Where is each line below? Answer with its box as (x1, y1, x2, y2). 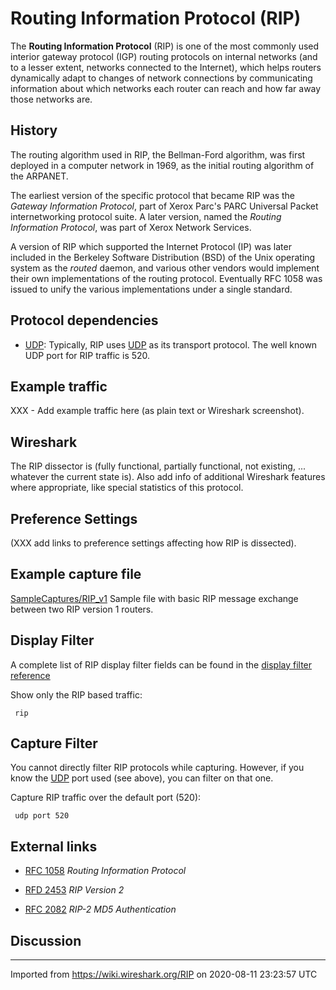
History (10, 122, 58, 139)
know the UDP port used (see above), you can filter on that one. (10, 772, 274, 784)
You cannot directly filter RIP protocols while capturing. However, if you (10, 762, 305, 774)
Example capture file (10, 566, 142, 583)
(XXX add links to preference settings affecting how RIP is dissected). (10, 537, 297, 549)
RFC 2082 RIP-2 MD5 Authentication (24, 903, 177, 916)
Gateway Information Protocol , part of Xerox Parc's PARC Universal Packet (10, 200, 319, 212)
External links (10, 838, 98, 855)
